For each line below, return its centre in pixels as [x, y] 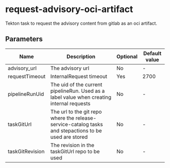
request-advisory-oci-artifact [69, 9]
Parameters [24, 39]
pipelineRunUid [26, 94]
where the [62, 118]
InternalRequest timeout [79, 76]
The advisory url [70, 68]
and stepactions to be [76, 131]
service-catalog [70, 124]
